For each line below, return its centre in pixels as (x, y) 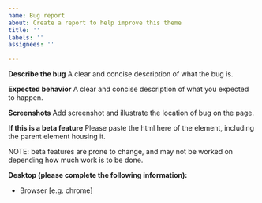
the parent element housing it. (57, 137)
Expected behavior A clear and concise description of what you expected (129, 89)
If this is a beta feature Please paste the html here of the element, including (131, 128)
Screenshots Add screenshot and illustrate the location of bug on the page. (131, 113)
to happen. (26, 98)
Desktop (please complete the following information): (98, 175)
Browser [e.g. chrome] (56, 190)
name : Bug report (37, 15)
